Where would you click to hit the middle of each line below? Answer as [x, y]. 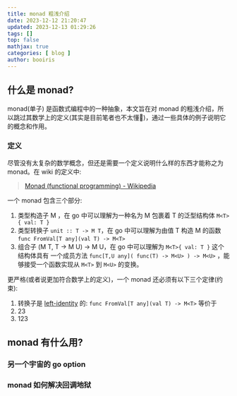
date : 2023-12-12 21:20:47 [47, 20]
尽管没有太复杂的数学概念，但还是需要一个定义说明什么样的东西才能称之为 [115, 162]
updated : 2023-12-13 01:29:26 [52, 27]
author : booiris [31, 60]
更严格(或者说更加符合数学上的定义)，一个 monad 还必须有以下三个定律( [112, 279]
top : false [23, 40]
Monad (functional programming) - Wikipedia [90, 186]
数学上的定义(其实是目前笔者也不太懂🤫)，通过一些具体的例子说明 [126, 117]
